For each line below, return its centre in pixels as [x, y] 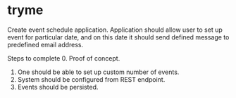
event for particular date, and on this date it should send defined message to [118, 37]
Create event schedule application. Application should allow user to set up [115, 30]
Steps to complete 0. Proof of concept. [64, 58]
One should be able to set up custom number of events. [98, 72]
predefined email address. [45, 44]
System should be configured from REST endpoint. [91, 79]
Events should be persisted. [58, 87]
